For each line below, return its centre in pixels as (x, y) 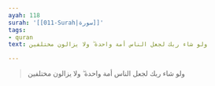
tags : (17, 30)
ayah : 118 (24, 15)
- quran (21, 37)
